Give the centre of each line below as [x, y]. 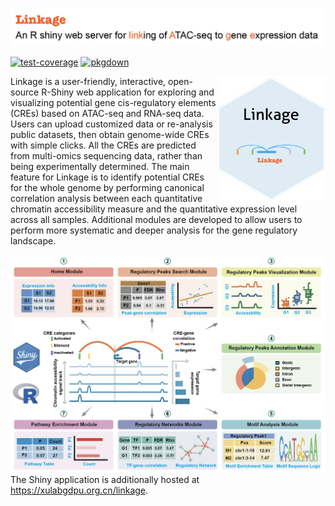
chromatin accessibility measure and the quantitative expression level [154, 209]
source [25, 92]
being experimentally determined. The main [100, 166]
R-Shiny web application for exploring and [128, 92]
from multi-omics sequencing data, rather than [106, 155]
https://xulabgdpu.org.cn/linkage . [79, 490]
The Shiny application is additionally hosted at [105, 479]
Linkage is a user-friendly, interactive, [88, 81]
